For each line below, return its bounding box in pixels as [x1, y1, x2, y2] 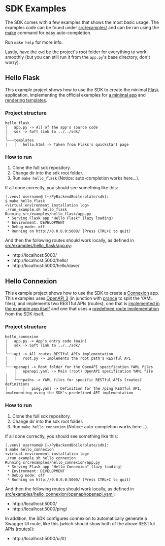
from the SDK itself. [5, 311, 45, 317]
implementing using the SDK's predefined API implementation [5, 390, 133, 396]
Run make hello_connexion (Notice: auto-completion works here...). [12, 423, 149, 429]
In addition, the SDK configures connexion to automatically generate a [5, 515, 147, 521]
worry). [5, 59, 20, 65]
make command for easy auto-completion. [5, 30, 92, 35]
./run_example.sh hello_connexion [5, 455, 76, 461]
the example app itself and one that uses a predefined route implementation [5, 306, 159, 312]
